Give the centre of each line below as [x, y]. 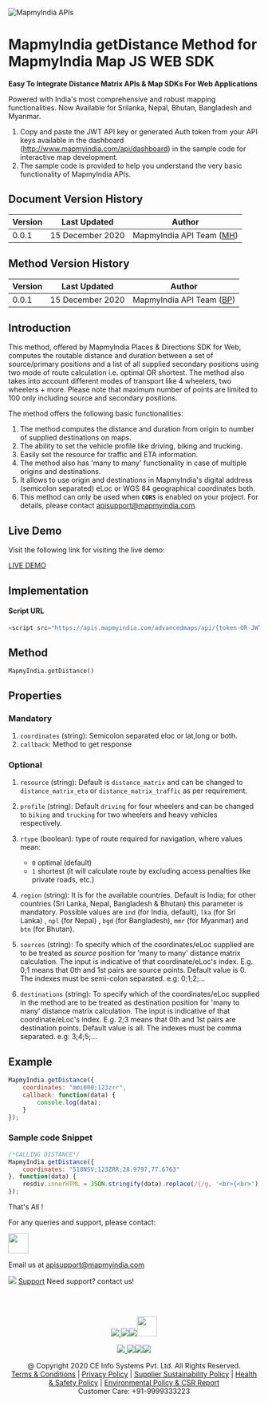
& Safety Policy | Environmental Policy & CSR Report [134, 1383]
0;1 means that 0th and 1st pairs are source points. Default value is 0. [133, 970]
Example [30, 1062]
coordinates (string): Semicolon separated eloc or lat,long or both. [128, 736]
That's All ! [26, 1207]
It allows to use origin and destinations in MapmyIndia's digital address [136, 480]
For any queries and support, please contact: [82, 1222]
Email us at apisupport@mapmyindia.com [77, 1265]
